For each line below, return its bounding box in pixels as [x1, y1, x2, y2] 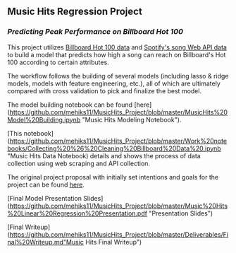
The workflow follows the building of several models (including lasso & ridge [7, 71, 229, 80]
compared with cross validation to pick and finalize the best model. [7, 86, 202, 95]
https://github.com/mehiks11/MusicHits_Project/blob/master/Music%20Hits [9, 201, 228, 210]
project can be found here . [7, 180, 85, 189]
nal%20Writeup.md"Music [7, 237, 85, 246]
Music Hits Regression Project [7, 6, 142, 18]
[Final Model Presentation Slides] [7, 194, 104, 202]
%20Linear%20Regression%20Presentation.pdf [7, 208, 148, 218]
